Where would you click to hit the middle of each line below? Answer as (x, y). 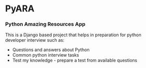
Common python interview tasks (46, 55)
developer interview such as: (35, 40)
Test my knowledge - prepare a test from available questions (75, 61)
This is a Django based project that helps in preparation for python (73, 35)
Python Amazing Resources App (45, 24)
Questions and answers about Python (51, 50)
